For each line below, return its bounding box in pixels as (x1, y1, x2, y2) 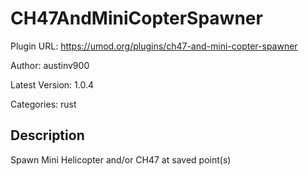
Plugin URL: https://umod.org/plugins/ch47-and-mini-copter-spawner (10, 40, 298, 52)
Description (10, 127, 85, 144)
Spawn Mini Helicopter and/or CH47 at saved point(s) (10, 153, 232, 166)
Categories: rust (10, 98, 77, 110)
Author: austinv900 (10, 59, 90, 71)
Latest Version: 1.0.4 (10, 78, 95, 91)
